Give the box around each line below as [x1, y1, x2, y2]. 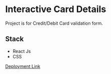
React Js [12, 48, 31, 54]
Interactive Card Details [5, 4, 106, 15]
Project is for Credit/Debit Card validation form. [5, 20, 103, 26]
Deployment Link [5, 63, 40, 69]
